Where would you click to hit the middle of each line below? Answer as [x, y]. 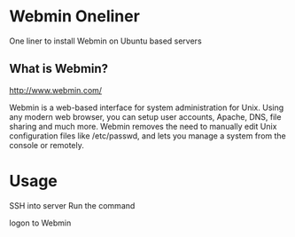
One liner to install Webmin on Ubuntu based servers [105, 41]
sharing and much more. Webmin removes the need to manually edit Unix [143, 126]
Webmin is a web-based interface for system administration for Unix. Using [147, 107]
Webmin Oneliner [74, 16]
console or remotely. [47, 145]
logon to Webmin [40, 223]
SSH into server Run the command [72, 205]
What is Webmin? [59, 69]
